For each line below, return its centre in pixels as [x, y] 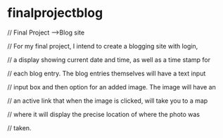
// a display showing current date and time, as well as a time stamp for [109, 59]
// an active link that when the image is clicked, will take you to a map [108, 101]
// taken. [19, 127]
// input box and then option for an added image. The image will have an [112, 87]
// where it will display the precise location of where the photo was [104, 114]
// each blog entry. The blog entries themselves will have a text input [107, 73]
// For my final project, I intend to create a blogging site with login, [103, 46]
